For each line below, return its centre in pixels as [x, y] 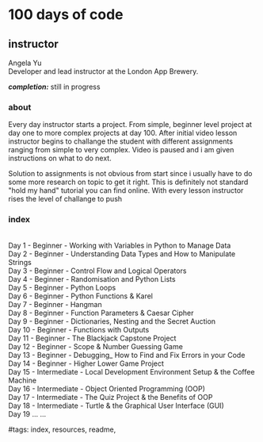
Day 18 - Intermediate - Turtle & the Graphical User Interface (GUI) [116, 405]
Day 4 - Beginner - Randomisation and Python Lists [92, 279]
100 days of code [66, 15]
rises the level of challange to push [65, 199]
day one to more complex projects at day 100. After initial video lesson [123, 133]
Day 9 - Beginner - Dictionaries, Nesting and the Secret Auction [112, 321]
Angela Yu [25, 63]
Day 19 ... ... [27, 413]
